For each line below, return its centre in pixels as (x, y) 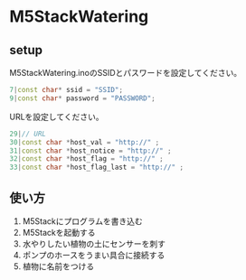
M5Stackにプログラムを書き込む (82, 221)
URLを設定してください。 (57, 117)
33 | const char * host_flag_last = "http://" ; (96, 168)
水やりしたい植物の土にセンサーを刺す (94, 243)
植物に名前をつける (58, 266)
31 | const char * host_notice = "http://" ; (90, 151)
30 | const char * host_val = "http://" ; (85, 142)
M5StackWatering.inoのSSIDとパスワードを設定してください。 (126, 73)
